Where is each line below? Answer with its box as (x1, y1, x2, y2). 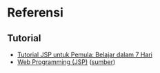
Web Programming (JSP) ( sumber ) (17, 58, 116, 66)
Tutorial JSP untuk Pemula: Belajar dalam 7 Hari (17, 50, 153, 59)
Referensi (7, 5, 64, 21)
